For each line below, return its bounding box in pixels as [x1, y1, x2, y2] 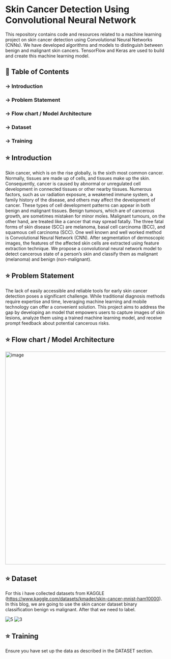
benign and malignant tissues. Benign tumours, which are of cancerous [5, 207, 155, 214]
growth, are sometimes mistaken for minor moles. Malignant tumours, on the [5, 213, 165, 219]
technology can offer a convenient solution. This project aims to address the [5, 304, 165, 310]
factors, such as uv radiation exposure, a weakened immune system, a [5, 191, 153, 197]
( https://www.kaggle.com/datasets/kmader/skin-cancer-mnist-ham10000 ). [5, 596, 162, 602]
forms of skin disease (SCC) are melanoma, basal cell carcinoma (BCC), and [5, 224, 165, 230]
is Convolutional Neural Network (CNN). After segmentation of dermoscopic [5, 234, 165, 241]
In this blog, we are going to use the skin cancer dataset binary [5, 601, 137, 607]
